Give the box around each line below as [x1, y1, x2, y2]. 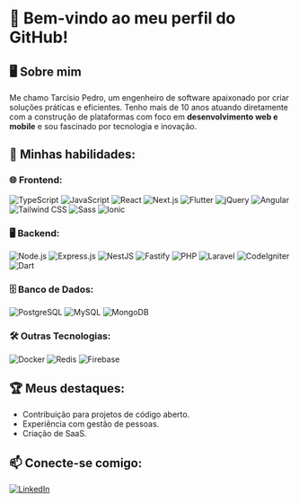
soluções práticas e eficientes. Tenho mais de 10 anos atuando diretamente [9, 102, 289, 112]
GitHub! [9, 27, 69, 48]
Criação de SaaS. [22, 428, 87, 439]
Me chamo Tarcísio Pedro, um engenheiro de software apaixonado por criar [9, 93, 290, 102]
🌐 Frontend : [9, 174, 63, 187]
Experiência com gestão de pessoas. [22, 419, 160, 429]
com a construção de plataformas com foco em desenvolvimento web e [9, 111, 278, 122]
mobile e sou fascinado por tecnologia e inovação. [9, 121, 198, 131]
